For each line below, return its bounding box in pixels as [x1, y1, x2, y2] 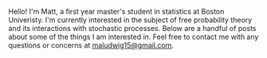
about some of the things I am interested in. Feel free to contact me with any [8, 32, 259, 41]
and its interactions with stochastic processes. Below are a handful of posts [8, 24, 257, 33]
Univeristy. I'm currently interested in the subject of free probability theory [8, 15, 253, 25]
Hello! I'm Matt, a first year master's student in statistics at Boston [8, 7, 225, 16]
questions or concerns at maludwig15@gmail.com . [8, 41, 174, 50]
